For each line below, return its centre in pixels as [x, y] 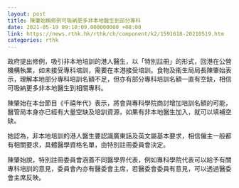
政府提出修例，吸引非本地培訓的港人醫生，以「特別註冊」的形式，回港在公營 [119, 62]
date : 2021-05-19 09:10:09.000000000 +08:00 [74, 27]
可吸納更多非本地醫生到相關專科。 [57, 88]
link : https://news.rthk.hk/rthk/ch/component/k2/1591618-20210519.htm [116, 34]
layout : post [27, 14]
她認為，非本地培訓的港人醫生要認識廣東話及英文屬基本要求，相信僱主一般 [116, 136]
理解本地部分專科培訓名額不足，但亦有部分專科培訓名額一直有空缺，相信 [126, 79]
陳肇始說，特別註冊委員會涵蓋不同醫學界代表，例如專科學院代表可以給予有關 [119, 160]
